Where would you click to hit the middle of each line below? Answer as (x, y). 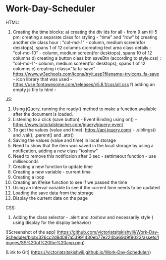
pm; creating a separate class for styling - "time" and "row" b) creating (85, 37)
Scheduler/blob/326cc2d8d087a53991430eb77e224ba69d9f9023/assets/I (82, 237)
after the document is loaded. (43, 114)
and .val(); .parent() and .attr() (43, 135)
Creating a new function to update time (53, 167)
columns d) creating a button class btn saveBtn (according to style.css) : (87, 58)
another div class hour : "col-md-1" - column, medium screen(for (79, 42)
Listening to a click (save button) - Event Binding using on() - (75, 119)
